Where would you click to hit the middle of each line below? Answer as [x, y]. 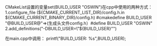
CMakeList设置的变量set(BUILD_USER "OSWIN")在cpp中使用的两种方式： [79, 7]
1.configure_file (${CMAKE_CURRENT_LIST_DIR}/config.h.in [65, 12]
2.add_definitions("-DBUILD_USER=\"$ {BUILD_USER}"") [61, 29]
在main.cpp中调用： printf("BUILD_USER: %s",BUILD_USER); [66, 38]
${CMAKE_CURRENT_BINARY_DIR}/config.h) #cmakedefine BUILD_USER [78, 17]
